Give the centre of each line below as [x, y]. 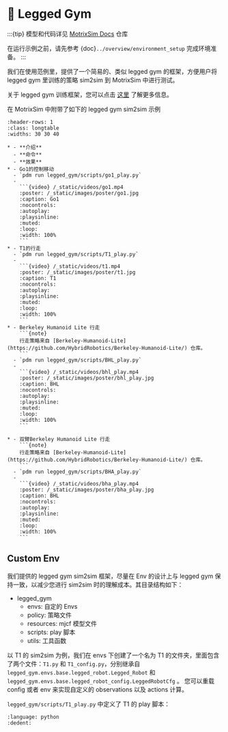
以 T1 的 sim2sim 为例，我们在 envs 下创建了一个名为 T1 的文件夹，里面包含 [113, 655]
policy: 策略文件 [49, 615]
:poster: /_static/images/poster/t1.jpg [77, 272]
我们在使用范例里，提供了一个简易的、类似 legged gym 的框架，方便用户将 [112, 71]
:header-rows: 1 [30, 122]
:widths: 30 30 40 [33, 134]
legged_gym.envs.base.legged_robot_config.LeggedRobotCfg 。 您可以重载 [111, 681]
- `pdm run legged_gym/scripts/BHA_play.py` [77, 472]
